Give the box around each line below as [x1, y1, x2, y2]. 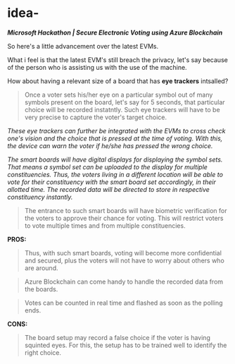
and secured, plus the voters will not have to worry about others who [24, 256, 225, 265]
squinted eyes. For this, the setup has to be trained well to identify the [24, 341, 227, 349]
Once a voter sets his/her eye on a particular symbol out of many [24, 90, 213, 99]
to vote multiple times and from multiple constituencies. [24, 221, 186, 230]
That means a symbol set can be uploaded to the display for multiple [7, 162, 208, 171]
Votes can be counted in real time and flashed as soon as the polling [24, 298, 223, 307]
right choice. [24, 348, 62, 357]
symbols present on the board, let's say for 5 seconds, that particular [24, 97, 225, 107]
